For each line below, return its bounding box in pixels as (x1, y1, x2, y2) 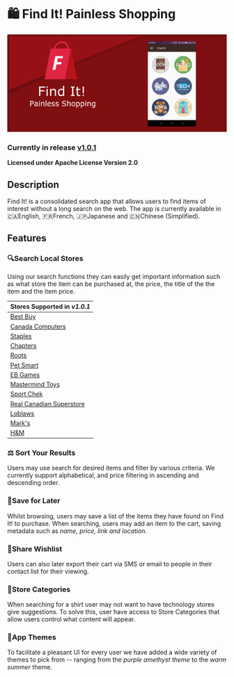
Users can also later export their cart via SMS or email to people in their (7, 559, 212, 568)
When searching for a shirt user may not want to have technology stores (7, 600, 214, 609)
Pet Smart (10, 360, 39, 369)
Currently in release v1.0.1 (7, 143, 97, 152)
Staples (10, 332, 33, 340)
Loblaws (10, 409, 35, 417)
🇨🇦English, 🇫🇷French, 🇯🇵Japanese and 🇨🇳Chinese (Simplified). (7, 212, 201, 221)
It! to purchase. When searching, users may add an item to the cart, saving (7, 519, 221, 527)
